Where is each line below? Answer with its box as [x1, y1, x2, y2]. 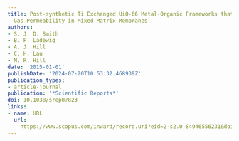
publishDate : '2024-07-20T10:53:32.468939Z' [7, 70, 142, 77]
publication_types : [7, 76, 65, 84]
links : [7, 103, 27, 110]
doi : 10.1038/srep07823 [7, 97, 78, 104]
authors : [7, 23, 33, 31]
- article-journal [7, 83, 62, 90]
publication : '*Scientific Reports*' [7, 90, 119, 97]
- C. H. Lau [7, 51, 43, 58]
